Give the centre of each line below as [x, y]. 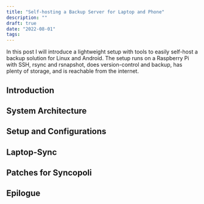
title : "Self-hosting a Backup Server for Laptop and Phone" [86, 12]
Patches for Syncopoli [49, 173]
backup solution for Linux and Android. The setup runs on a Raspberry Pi [98, 58]
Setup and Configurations [56, 131]
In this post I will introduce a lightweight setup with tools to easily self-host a [102, 52]
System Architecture [47, 111]
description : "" [27, 18]
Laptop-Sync [32, 152]
